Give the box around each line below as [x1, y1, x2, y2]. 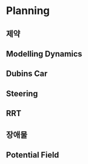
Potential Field [6, 150, 59, 160]
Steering [6, 89, 38, 99]
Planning [6, 4, 50, 18]
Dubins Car [6, 69, 48, 79]
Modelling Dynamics [6, 48, 83, 59]
